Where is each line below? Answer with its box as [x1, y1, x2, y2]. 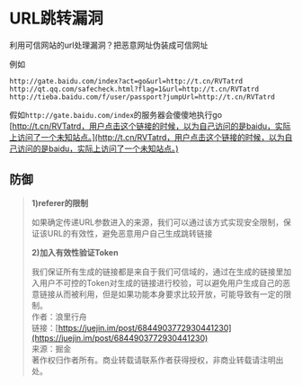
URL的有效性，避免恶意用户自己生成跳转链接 [47, 228, 213, 238]
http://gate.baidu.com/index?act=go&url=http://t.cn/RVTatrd [9, 76, 244, 85]
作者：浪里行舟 [31, 311, 87, 322]
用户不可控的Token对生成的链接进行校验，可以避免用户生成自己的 [39, 277, 283, 288]
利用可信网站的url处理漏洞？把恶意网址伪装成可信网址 [9, 40, 209, 50]
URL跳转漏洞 [9, 8, 103, 29]
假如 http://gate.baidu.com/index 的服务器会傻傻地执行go [9, 109, 223, 120]
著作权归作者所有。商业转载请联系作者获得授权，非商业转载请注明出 [31, 354, 284, 365]
